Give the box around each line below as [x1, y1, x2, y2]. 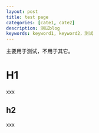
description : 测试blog [6, 25, 60, 31]
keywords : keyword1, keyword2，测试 [6, 31, 94, 37]
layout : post [6, 8, 38, 15]
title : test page [6, 14, 49, 20]
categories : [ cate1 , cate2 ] [6, 20, 75, 25]
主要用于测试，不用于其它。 [6, 48, 74, 55]
